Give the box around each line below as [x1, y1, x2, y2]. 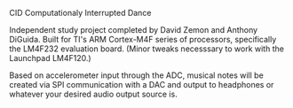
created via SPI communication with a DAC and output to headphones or [9, 80, 274, 89]
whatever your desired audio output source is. [9, 89, 178, 99]
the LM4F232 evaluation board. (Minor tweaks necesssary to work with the [9, 43, 284, 54]
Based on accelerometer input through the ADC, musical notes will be [9, 70, 264, 81]
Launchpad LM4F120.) [9, 53, 91, 63]
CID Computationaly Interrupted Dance [9, 8, 152, 18]
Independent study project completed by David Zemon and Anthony [9, 25, 258, 35]
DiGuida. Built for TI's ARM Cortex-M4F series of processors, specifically [9, 35, 277, 44]
